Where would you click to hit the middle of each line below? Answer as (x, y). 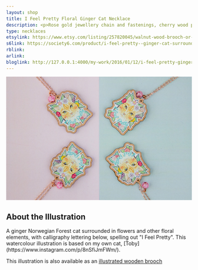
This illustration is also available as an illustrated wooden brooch (84, 261)
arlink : (16, 56)
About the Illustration (46, 217)
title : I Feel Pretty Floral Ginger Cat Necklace (68, 19)
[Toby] (131, 243)
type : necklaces (26, 31)
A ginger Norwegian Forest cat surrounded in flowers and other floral (90, 231)
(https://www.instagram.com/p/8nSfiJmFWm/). (63, 250)
